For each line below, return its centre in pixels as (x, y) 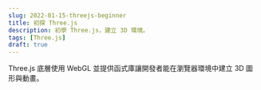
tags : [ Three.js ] (37, 37)
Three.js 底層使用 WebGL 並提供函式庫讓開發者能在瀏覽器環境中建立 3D (127, 69)
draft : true (28, 45)
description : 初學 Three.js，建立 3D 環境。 (79, 30)
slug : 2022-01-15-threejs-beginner (67, 15)
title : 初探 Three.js (43, 23)
